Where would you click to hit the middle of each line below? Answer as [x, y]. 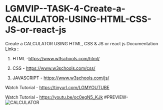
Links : [12, 49]
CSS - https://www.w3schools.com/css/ [54, 68]
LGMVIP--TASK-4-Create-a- [65, 9]
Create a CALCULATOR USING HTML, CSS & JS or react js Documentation [82, 43]
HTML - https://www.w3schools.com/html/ [56, 58]
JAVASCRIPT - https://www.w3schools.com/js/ [61, 78]
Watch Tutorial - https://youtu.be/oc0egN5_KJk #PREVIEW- [67, 97]
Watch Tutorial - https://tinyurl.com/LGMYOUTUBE [57, 87]
